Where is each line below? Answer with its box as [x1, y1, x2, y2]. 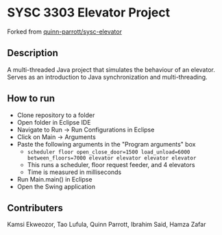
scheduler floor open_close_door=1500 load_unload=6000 [27, 149, 190, 156]
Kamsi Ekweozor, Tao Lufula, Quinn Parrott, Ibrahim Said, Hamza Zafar [7, 221, 206, 229]
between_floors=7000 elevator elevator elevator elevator [27, 154, 197, 162]
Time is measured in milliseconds [27, 168, 122, 176]
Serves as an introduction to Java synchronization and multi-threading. [7, 73, 208, 81]
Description [7, 47, 58, 59]
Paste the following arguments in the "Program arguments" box [16, 140, 196, 148]
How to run [7, 92, 56, 104]
